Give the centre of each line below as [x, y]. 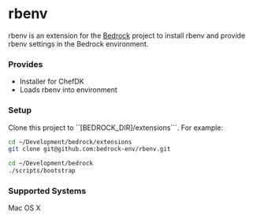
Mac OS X [24, 208]
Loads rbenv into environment [69, 90]
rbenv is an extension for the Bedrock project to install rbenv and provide [127, 35]
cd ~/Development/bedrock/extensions [70, 142]
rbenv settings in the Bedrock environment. [78, 43]
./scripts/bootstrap [42, 171]
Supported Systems [47, 191]
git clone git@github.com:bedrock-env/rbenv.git [89, 149]
